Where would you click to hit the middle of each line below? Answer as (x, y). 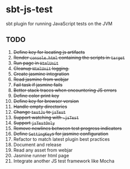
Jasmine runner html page (41, 155)
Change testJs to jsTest (39, 112)
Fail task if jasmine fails (38, 84)
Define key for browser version (46, 101)
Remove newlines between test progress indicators (68, 128)
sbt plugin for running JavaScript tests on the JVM (59, 24)
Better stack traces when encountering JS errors (65, 90)
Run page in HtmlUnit (36, 63)
